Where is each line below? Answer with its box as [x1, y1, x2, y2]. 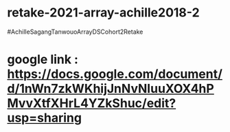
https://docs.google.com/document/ [7, 67, 223, 82]
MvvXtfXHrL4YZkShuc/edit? [7, 96, 176, 111]
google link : [7, 52, 79, 67]
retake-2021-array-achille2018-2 [7, 5, 200, 21]
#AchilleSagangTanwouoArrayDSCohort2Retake [7, 27, 143, 36]
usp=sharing [7, 110, 82, 126]
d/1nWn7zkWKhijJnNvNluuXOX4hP [7, 81, 214, 97]
